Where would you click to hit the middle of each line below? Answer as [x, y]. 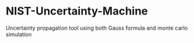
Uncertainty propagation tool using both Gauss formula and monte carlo [97, 28]
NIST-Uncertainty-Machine [77, 11]
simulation [19, 34]
